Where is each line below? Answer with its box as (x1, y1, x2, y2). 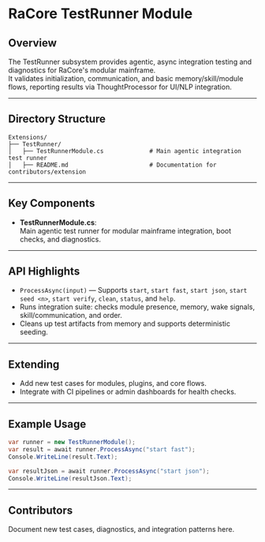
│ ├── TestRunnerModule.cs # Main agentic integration (8, 147, 242, 155)
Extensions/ (8, 133, 47, 141)
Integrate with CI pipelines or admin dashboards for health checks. (19, 387, 237, 397)
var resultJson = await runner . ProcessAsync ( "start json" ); (8, 467, 211, 475)
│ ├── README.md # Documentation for (8, 161, 217, 169)
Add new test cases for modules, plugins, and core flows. (19, 379, 207, 388)
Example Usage (8, 417, 87, 431)
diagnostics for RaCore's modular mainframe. (8, 65, 156, 75)
